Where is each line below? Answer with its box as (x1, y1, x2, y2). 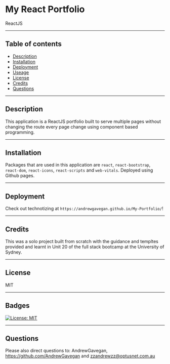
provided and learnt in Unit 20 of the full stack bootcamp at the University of (5, 244, 164, 250)
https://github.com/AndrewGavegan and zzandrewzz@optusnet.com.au (5, 353, 155, 359)
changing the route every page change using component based (5, 124, 138, 130)
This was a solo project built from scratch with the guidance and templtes (5, 238, 158, 244)
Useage (12, 69, 29, 75)
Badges (5, 301, 30, 310)
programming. (5, 129, 35, 135)
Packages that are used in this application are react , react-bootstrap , (5, 162, 151, 168)
